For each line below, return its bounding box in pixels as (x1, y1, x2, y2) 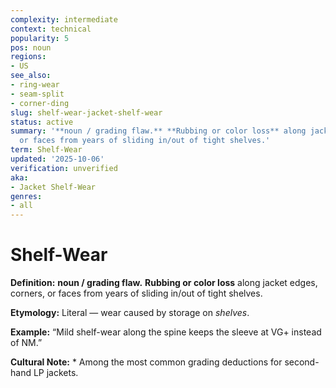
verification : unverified (10, 163, 118, 173)
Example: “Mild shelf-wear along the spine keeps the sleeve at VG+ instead (10, 326, 322, 338)
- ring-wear (10, 80, 60, 90)
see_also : (10, 71, 52, 81)
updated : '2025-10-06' (10, 154, 105, 164)
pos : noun (10, 42, 52, 53)
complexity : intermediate (10, 14, 118, 25)
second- (284, 356, 320, 368)
